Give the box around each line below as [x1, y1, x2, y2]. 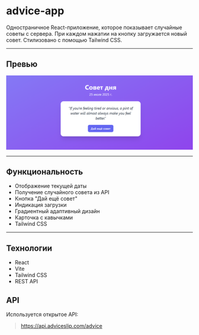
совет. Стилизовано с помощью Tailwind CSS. [6, 36, 123, 43]
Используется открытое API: [6, 311, 79, 318]
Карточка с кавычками [14, 214, 73, 221]
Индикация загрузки [14, 201, 67, 208]
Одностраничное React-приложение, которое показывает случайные [6, 24, 182, 31]
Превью [6, 59, 38, 69]
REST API [14, 278, 38, 285]
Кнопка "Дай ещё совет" [14, 195, 78, 203]
